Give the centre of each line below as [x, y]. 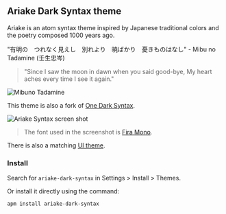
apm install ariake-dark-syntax [53, 204]
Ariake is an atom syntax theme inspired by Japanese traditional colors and [113, 27]
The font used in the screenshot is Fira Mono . [88, 132]
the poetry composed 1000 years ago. [61, 35]
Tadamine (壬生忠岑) [36, 58]
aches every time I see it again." [69, 79]
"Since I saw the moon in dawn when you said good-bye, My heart [118, 71]
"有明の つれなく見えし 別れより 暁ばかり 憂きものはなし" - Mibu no [111, 49]
